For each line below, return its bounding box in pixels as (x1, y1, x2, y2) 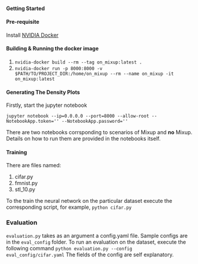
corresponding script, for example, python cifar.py (6, 203, 132, 211)
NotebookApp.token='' (6, 119, 60, 125)
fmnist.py (14, 180, 38, 187)
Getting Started (6, 5, 46, 12)
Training (6, 148, 28, 155)
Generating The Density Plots (6, 88, 80, 96)
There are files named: (6, 162, 61, 169)
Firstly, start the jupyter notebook (6, 101, 87, 109)
